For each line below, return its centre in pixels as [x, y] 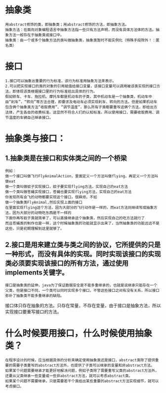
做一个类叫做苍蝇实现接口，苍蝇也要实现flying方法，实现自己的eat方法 [68, 192]
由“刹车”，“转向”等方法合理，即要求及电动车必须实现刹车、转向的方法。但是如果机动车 [81, 102]
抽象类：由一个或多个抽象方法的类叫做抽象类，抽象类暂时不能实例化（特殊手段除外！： [81, 40]
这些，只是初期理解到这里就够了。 [35, 228]
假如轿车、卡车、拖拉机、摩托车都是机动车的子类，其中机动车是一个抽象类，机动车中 [79, 97]
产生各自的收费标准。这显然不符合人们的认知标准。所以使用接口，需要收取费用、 [86, 112]
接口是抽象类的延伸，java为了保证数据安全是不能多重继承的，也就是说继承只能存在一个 [81, 285]
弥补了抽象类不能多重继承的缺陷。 [35, 296]
